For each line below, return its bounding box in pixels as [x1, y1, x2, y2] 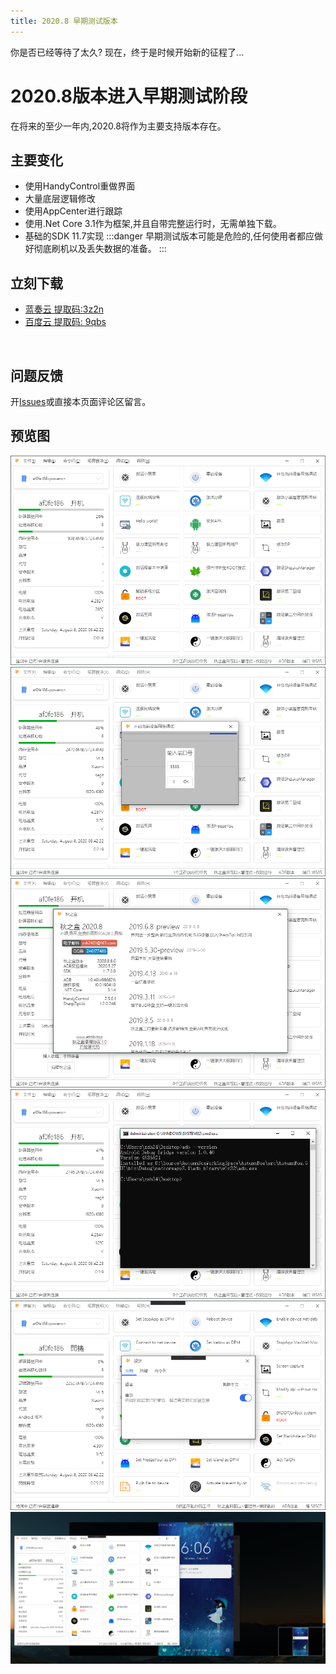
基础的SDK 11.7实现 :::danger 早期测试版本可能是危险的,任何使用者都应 [24, 230, 315, 242]
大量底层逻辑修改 [24, 193, 96, 205]
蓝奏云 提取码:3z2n [24, 303, 104, 315]
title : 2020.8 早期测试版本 [10, 16, 118, 26]
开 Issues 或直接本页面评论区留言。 [10, 396, 152, 407]
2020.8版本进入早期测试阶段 [10, 85, 248, 107]
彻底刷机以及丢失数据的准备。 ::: [33, 243, 167, 255]
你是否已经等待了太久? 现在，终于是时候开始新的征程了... [10, 46, 245, 58]
